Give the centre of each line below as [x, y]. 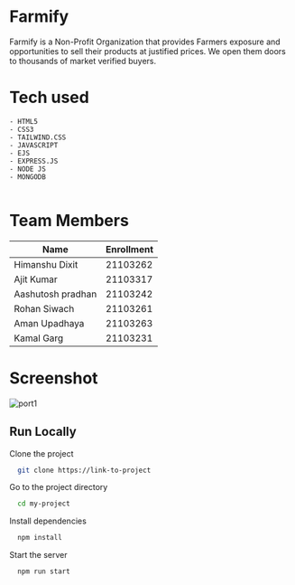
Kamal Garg [39, 338]
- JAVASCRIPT [34, 145]
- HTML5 [24, 121]
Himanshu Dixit [46, 264]
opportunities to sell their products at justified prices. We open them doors [147, 51]
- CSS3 [22, 129]
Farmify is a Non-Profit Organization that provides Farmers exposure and [145, 42]
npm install [40, 538]
